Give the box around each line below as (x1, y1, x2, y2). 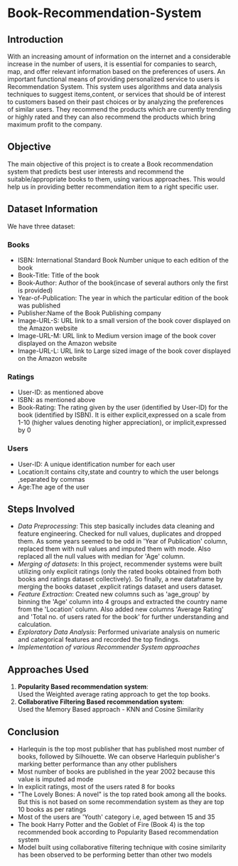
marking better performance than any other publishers (17, 759, 178, 768)
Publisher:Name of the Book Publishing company (17, 308, 161, 317)
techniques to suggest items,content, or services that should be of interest (7, 90, 226, 98)
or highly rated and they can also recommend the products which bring (7, 112, 216, 121)
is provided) (17, 286, 53, 295)
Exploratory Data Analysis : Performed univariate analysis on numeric (17, 628, 220, 636)
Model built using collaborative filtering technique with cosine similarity (17, 843, 227, 851)
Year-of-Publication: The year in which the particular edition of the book (17, 293, 229, 302)
